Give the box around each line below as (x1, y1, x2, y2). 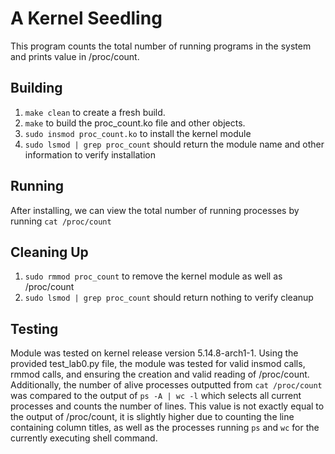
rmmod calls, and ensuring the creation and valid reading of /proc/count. (10, 368, 310, 381)
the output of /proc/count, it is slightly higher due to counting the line (10, 411, 295, 423)
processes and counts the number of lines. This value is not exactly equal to (10, 400, 325, 412)
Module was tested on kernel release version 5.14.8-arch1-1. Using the (10, 347, 299, 359)
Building (10, 80, 63, 97)
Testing (10, 320, 59, 337)
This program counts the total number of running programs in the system (10, 40, 312, 52)
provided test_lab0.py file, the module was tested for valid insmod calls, (10, 358, 306, 370)
